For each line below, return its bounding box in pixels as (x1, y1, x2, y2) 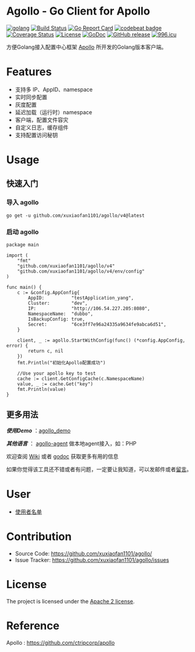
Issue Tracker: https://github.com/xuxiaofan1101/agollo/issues (15, 556, 170, 563)
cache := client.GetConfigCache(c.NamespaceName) (17, 376, 145, 382)
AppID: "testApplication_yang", (28, 295, 134, 301)
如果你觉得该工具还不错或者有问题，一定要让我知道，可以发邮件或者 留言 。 (6, 466, 192, 473)
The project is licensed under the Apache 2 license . (6, 597, 135, 605)
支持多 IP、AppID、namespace (15, 86, 93, 93)
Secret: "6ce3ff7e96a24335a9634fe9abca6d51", (28, 322, 167, 328)
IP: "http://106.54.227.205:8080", (28, 305, 150, 312)
